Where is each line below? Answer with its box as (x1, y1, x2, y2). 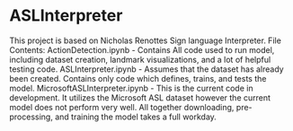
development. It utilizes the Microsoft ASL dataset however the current (9, 92, 271, 103)
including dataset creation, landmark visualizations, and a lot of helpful (9, 54, 271, 65)
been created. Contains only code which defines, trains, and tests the (9, 73, 267, 83)
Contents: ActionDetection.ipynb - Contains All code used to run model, (9, 44, 275, 55)
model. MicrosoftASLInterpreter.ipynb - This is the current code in (9, 83, 253, 93)
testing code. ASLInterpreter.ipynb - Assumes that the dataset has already (9, 64, 285, 74)
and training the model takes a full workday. (55, 111, 218, 122)
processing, (9, 111, 54, 122)
